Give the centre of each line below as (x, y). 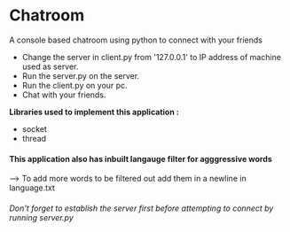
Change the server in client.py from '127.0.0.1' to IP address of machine (152, 57)
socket (34, 128)
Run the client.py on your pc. (74, 85)
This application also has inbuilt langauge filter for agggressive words (141, 159)
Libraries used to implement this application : (94, 112)
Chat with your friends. (64, 95)
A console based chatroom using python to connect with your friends (136, 40)
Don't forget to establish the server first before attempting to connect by (141, 208)
